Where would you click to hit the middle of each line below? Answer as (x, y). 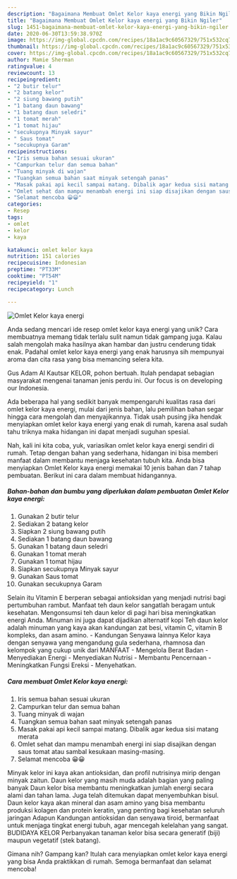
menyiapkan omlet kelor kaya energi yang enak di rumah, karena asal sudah (117, 424)
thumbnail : (23, 47)
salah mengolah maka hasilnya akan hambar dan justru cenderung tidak (112, 344)
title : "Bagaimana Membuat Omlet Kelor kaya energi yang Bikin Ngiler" (115, 20)
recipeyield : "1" (33, 282)
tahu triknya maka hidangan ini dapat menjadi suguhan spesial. (99, 431)
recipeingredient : (34, 79)
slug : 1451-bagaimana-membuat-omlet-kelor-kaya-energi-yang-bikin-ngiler (118, 27)
